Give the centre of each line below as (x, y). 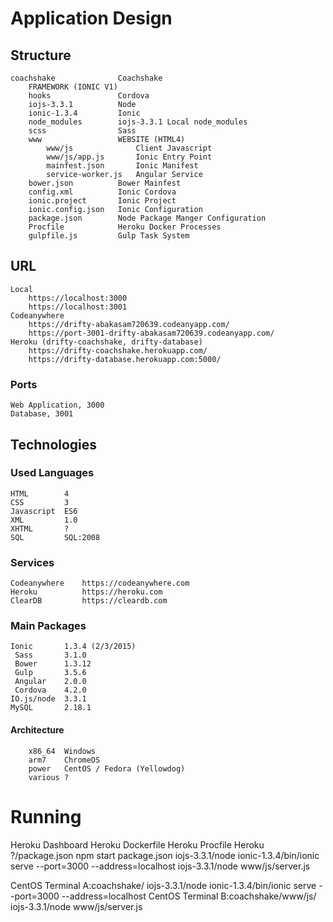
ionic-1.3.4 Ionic (84, 113)
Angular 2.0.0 (50, 682)
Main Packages (48, 626)
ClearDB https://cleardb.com (89, 601)
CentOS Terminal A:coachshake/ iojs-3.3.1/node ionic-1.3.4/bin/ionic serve (163, 885)
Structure (41, 55)
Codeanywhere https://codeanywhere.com (100, 583)
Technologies (54, 444)
